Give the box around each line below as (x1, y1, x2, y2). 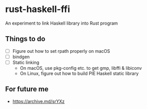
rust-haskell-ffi (5, 4, 70, 15)
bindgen (12, 54, 30, 60)
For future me (5, 85, 49, 93)
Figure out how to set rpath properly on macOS (12, 48, 110, 54)
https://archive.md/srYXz (12, 98, 65, 104)
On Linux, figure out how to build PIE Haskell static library (20, 70, 139, 76)
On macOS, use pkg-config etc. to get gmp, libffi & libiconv (20, 65, 142, 71)
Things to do (5, 35, 46, 43)
